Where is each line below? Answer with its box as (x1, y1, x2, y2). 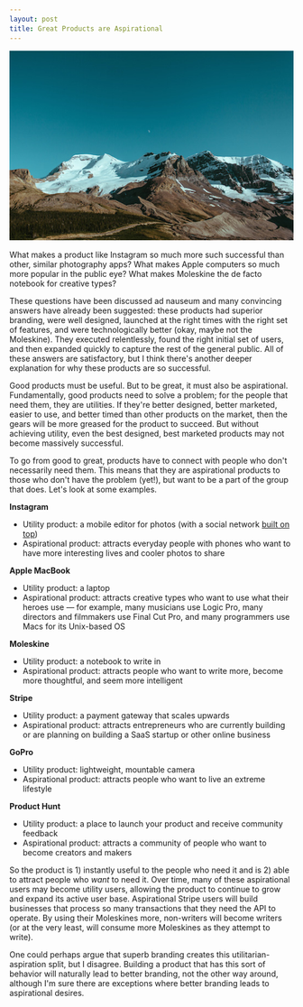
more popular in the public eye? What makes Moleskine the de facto (9, 268, 262, 279)
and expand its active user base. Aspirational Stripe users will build (9, 893, 259, 904)
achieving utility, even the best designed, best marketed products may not (9, 428, 285, 439)
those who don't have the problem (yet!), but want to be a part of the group (9, 474, 289, 485)
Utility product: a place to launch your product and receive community (22, 818, 284, 829)
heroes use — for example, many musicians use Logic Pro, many (22, 601, 263, 613)
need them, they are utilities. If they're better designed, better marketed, (9, 399, 278, 410)
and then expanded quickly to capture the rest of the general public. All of (9, 343, 284, 354)
